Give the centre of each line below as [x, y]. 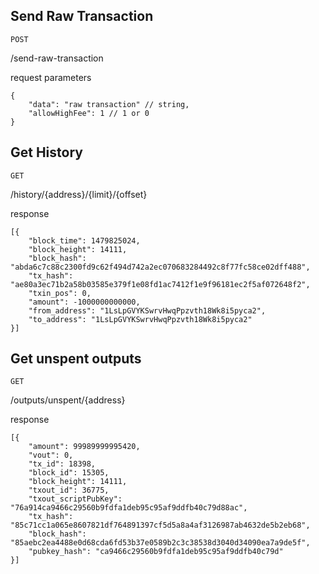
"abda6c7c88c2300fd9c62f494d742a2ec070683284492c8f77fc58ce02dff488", [160, 267]
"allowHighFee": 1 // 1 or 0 [89, 113]
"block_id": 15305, [69, 473]
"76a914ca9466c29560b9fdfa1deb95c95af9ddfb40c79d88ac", [129, 508]
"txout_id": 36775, [69, 490]
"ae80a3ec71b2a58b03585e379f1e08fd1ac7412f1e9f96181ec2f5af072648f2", [160, 284]
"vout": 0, [51, 455]
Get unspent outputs [76, 359]
